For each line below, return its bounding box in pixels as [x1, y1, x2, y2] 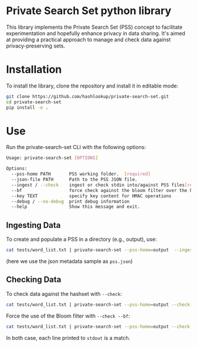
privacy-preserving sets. [6, 42, 66, 49]
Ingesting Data [6, 220, 61, 230]
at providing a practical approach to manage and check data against [6, 36, 171, 43]
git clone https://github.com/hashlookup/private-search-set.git [6, 93, 169, 99]
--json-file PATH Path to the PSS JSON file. [11, 177, 138, 183]
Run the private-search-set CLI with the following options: [6, 144, 147, 151]
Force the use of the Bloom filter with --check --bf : [6, 312, 130, 319]
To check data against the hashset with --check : [6, 290, 122, 297]
